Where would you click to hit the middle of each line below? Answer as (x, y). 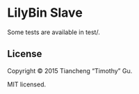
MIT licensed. (27, 84)
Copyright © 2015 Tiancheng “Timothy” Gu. (70, 70)
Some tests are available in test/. (54, 32)
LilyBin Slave (45, 13)
